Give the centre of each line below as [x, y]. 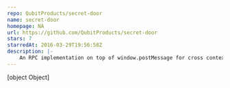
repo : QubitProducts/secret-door [55, 13]
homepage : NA [26, 26]
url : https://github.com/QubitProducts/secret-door [82, 32]
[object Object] [28, 77]
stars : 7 [20, 39]
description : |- [30, 52]
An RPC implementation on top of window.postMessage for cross [112, 58]
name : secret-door [33, 20]
